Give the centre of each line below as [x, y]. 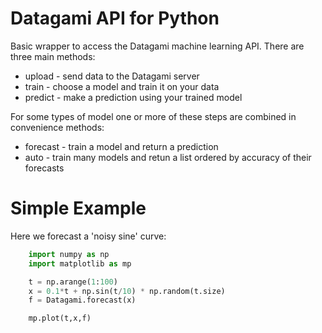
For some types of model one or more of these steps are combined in [153, 116]
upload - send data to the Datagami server [112, 76]
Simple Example [78, 208]
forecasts [44, 168]
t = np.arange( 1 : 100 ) [73, 282]
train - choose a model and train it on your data [122, 86]
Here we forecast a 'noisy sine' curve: [88, 236]
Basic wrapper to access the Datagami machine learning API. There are [157, 46]
